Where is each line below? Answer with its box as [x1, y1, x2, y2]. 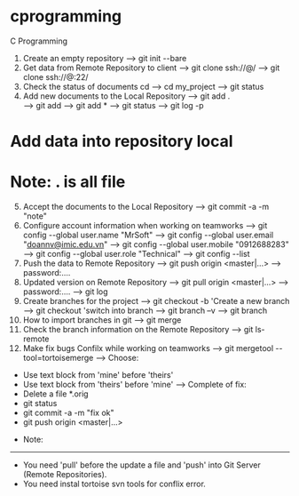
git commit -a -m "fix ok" [22, 407, 114, 419]
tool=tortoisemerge [22, 353, 94, 364]
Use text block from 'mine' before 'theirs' [22, 370, 174, 380]
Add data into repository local [10, 132, 233, 152]
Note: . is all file [10, 172, 126, 192]
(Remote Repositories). [22, 469, 107, 480]
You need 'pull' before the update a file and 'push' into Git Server [22, 460, 261, 470]
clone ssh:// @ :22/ [22, 71, 89, 82]
